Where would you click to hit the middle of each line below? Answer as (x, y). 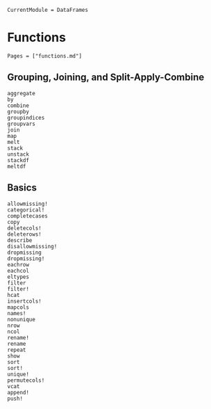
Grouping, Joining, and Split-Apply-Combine (106, 78)
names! (17, 313)
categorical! (26, 210)
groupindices (26, 118)
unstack (18, 154)
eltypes (18, 277)
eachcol (18, 271)
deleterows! (24, 234)
